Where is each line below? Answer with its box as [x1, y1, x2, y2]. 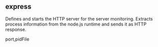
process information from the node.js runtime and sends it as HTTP [5, 21, 147, 27]
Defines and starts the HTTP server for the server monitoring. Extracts [5, 15, 153, 21]
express [5, 2, 32, 11]
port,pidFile [5, 36, 30, 42]
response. [5, 26, 27, 32]
